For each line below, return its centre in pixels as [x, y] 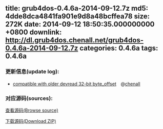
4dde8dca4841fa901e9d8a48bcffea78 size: [78, 17]
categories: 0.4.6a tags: [119, 48]
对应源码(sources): [29, 98]
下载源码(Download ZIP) [31, 121]
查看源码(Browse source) [32, 110]
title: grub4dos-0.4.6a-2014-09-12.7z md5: [77, 8]
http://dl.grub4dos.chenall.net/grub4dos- [75, 40]
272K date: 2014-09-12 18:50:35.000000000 [80, 24]
